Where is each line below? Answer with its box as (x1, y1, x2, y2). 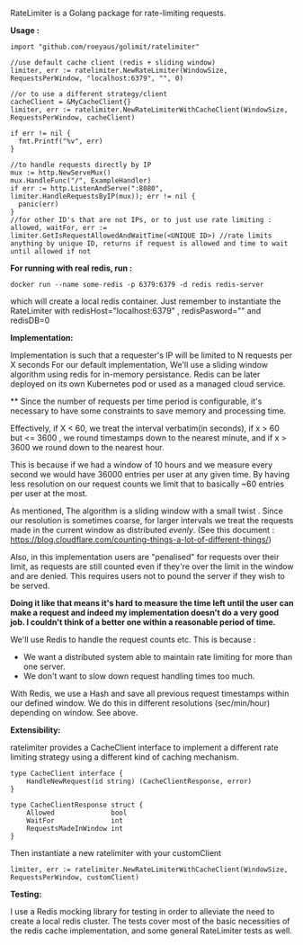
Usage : (10, 25, 40, 35)
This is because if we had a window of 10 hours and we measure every (10, 459, 273, 470)
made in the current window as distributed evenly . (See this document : (10, 525, 275, 535)
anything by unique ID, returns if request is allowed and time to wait (10, 239, 289, 248)
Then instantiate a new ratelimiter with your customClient (10, 848, 222, 858)
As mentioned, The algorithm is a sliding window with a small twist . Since (10, 505, 284, 516)
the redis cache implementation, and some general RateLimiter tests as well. (10, 925, 293, 936)
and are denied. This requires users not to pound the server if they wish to (10, 571, 286, 581)
